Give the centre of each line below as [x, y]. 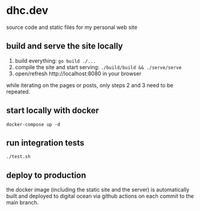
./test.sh [19, 157]
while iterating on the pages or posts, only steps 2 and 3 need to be [90, 85]
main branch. [23, 203]
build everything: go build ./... [55, 60]
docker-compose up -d [33, 124]
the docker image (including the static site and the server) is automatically [98, 190]
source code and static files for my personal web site [72, 27]
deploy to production [46, 175]
